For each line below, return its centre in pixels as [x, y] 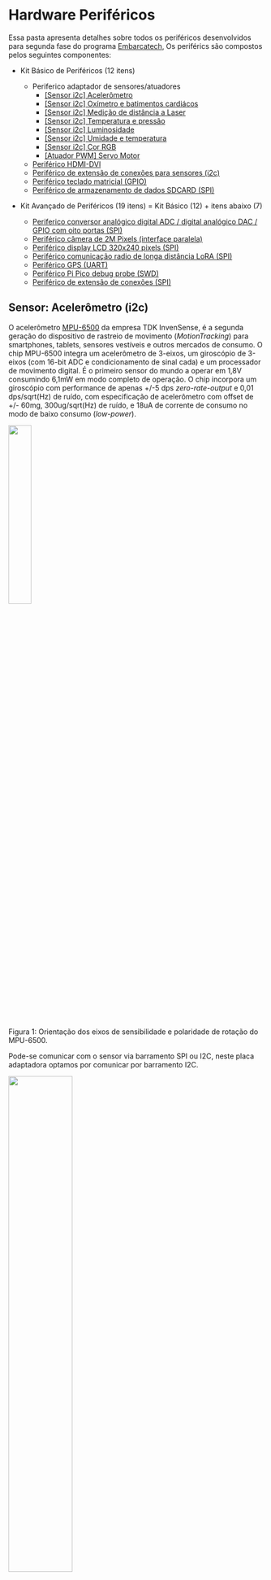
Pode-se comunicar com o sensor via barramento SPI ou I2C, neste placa [131, 1056]
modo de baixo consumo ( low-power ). [72, 413]
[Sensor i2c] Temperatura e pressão [105, 120]
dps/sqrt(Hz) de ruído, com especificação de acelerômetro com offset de [131, 396]
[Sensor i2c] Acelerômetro [88, 94]
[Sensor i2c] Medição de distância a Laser [115, 112]
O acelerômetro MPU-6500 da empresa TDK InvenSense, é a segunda [126, 327]
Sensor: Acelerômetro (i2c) [78, 308]
